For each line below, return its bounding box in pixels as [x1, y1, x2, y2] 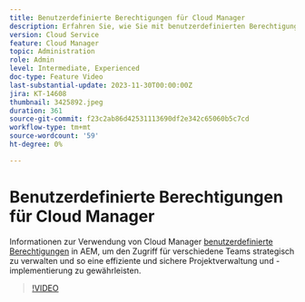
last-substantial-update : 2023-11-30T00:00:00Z [9, 81, 193, 90]
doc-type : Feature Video [9, 73, 103, 82]
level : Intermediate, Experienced [9, 64, 141, 73]
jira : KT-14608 [9, 89, 67, 98]
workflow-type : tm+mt [9, 123, 92, 132]
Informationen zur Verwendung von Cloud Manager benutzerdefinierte [9, 236, 274, 247]
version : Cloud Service [9, 30, 100, 39]
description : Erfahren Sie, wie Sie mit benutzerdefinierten [9, 22, 246, 31]
